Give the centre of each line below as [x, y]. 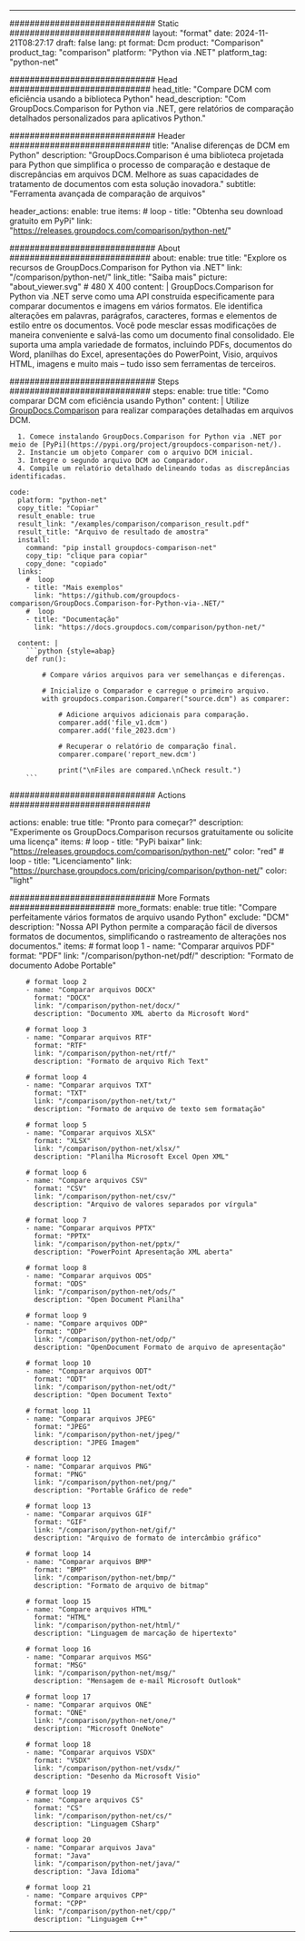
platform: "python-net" [62, 500]
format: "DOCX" [62, 998]
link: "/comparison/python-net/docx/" [107, 1006]
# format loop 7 [57, 1220]
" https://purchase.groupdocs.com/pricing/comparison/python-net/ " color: [148, 871]
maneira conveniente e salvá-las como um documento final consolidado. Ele [152, 335]
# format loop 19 [59, 1792]
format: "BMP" [60, 1570]
